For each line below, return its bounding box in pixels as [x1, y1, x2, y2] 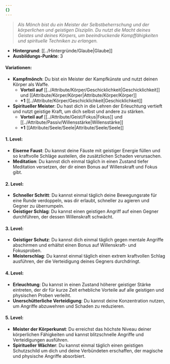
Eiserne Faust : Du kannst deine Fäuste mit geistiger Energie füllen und [12, 148, 161, 154]
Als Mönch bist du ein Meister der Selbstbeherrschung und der [17, 21, 150, 27]
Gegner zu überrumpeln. [12, 203, 64, 209]
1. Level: [5, 136, 23, 143]
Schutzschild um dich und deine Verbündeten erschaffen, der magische [12, 347, 163, 354]
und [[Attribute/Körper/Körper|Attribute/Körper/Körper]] [20, 92, 137, 98]
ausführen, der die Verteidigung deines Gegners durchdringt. [12, 258, 141, 265]
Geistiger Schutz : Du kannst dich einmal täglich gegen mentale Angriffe [12, 237, 164, 243]
